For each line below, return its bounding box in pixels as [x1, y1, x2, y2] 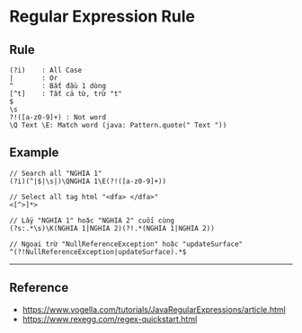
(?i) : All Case [9, 66, 83, 74]
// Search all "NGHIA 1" [9, 169, 102, 178]
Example [9, 145, 59, 161]
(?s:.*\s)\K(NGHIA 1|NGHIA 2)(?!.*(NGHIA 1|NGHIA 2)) [9, 223, 216, 232]
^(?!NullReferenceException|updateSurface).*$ [9, 247, 187, 257]
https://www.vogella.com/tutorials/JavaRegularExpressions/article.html [22, 303, 286, 315]
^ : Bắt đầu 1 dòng [9, 82, 106, 91]
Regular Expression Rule [9, 6, 196, 27]
